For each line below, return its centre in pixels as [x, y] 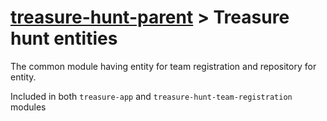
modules [28, 107]
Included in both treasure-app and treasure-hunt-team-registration [151, 96]
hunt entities [64, 38]
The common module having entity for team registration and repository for [163, 66]
